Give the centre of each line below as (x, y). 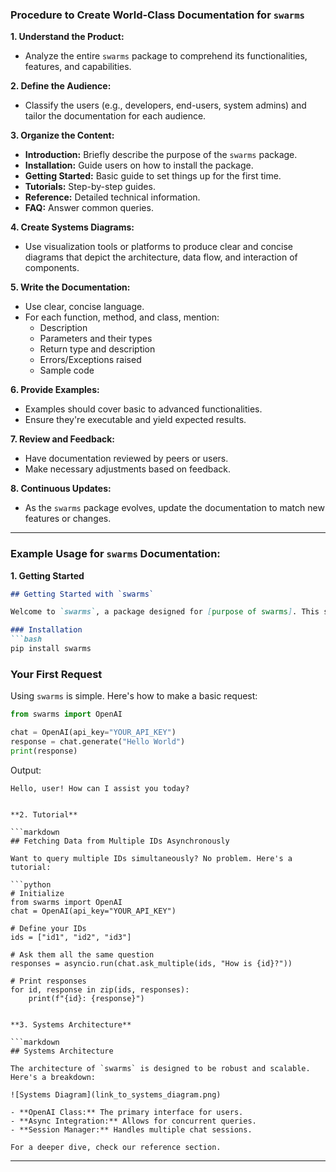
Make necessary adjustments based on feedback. (128, 469)
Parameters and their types (96, 339)
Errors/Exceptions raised (90, 360)
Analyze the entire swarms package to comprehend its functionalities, (166, 56)
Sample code (67, 370)
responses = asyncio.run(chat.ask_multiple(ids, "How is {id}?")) (151, 963)
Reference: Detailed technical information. (112, 197)
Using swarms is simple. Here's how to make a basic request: (134, 696)
